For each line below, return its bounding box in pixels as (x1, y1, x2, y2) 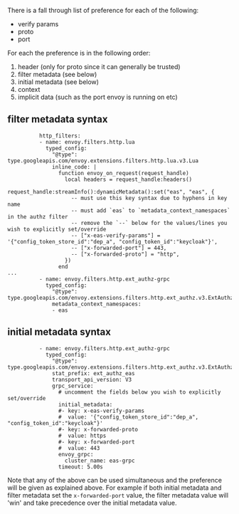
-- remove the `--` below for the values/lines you (70, 219, 228, 226)
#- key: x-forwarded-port (58, 438, 135, 446)
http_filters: (38, 132, 81, 140)
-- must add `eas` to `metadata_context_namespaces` (70, 206, 231, 214)
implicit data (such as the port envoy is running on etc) (17, 93, 178, 101)
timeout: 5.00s (58, 463, 103, 471)
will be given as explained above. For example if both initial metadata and (7, 483, 222, 492)
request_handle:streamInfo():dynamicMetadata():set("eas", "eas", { (7, 188, 215, 195)
